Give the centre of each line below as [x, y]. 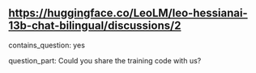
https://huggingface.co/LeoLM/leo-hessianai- [128, 13]
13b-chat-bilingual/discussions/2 [95, 26]
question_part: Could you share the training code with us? [105, 60]
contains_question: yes [47, 45]
